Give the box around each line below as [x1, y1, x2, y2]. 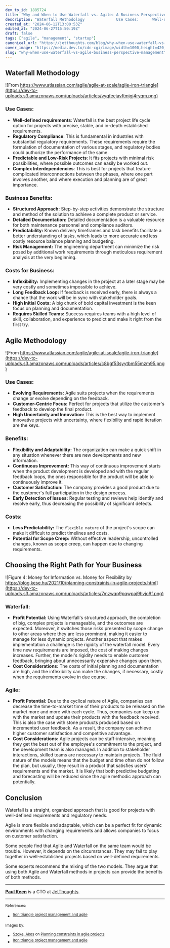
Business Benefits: [5, 194, 53, 201]
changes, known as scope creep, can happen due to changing [12, 540, 143, 546]
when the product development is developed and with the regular [12, 468, 149, 474]
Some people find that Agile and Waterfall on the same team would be [5, 843, 151, 849]
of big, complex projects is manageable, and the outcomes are [12, 620, 143, 626]
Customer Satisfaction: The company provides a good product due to [12, 484, 160, 490]
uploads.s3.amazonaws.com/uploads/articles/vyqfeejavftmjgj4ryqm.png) [5, 93, 158, 99]
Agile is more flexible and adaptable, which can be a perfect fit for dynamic [5, 822, 162, 828]
